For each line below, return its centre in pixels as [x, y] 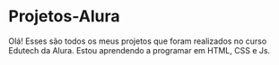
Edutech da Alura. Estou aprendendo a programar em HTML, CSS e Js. [139, 50]
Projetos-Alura [64, 16]
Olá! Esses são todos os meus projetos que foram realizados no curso [138, 41]
